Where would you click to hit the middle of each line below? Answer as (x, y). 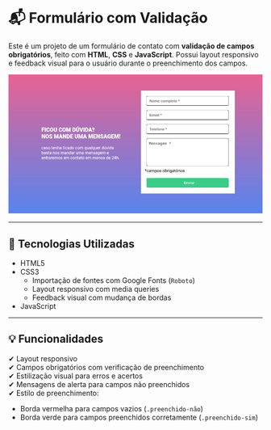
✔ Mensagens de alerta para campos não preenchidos (99, 384)
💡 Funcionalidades (56, 339)
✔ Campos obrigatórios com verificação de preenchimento (106, 367)
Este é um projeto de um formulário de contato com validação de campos (131, 46)
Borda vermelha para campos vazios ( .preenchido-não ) (112, 408)
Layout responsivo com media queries (96, 289)
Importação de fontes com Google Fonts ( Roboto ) (114, 280)
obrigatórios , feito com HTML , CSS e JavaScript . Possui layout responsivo (134, 54)
